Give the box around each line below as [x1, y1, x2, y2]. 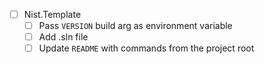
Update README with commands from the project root [38, 42, 255, 54]
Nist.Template [23, 9, 82, 20]
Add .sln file [38, 31, 89, 43]
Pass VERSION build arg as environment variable [38, 20, 233, 32]
